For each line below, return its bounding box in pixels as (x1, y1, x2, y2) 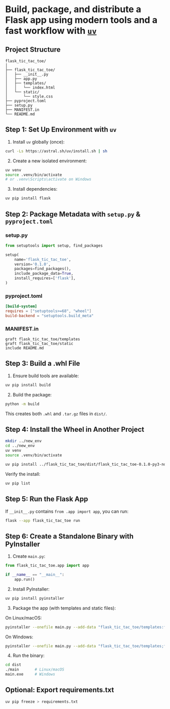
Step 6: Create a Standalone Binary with (5, 532, 134, 541)
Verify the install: (5, 471, 40, 477)
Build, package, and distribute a (5, 4, 142, 15)
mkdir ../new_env (5, 438, 42, 444)
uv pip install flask (5, 196, 51, 201)
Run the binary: (12, 652, 45, 658)
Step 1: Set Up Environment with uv (5, 125, 117, 134)
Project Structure (5, 45, 61, 54)
